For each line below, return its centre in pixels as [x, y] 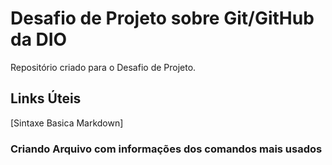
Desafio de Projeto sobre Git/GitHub [162, 18]
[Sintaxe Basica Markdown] [67, 123]
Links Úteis [46, 98]
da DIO [39, 39]
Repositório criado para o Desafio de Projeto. [103, 67]
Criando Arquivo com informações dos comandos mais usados [166, 149]
